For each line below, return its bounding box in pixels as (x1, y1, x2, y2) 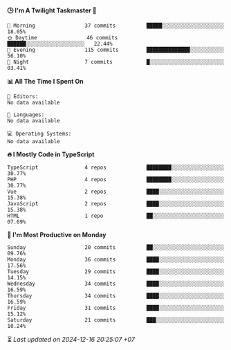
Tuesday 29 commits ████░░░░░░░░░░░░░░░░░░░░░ (7, 268, 225, 275)
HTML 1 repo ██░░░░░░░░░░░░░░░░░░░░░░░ (7, 212, 225, 219)
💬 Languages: (7, 111, 45, 118)
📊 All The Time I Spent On (7, 77, 84, 85)
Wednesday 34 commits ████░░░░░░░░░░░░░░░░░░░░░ (7, 280, 225, 287)
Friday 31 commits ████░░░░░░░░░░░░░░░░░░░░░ (7, 304, 225, 311)
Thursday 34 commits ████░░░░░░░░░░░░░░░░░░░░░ (7, 293, 225, 300)
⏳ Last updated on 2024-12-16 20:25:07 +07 (7, 335, 135, 343)
